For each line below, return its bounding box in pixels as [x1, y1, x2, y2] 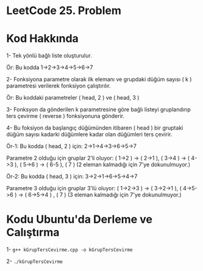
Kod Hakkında [6, 32, 79, 46]
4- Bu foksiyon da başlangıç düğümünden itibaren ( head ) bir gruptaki [6, 124, 183, 132]
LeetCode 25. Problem [6, 4, 122, 18]
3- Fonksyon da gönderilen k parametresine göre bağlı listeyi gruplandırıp [6, 106, 191, 113]
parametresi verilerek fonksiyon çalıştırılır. [6, 82, 111, 89]
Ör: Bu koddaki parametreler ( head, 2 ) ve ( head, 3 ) [6, 94, 140, 102]
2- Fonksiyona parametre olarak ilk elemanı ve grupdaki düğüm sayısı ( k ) [6, 76, 192, 83]
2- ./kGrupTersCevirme [6, 258, 63, 265]
